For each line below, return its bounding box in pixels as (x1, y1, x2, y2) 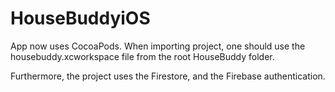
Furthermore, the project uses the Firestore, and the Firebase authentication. (10, 70, 326, 82)
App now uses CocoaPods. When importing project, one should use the (10, 40, 306, 52)
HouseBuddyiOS (10, 7, 151, 30)
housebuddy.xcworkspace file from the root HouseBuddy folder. (10, 50, 275, 62)
